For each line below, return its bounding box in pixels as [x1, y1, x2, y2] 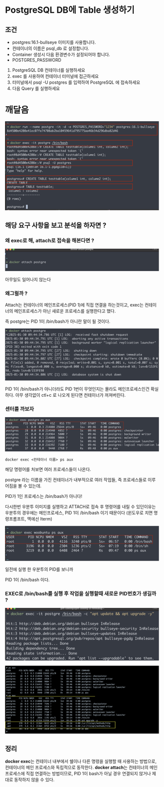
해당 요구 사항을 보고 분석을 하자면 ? [5, 221, 106, 229]
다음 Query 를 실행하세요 [12, 86, 60, 91]
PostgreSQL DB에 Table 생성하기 [5, 4, 135, 16]
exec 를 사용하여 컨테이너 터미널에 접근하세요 [12, 73, 99, 79]
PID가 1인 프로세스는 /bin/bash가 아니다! [5, 494, 82, 499]
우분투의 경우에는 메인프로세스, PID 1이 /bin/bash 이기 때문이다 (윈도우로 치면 [5, 510, 153, 516]
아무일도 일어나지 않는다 [5, 276, 51, 282]
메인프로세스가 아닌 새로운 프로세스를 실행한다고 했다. [14, 308, 116, 314]
